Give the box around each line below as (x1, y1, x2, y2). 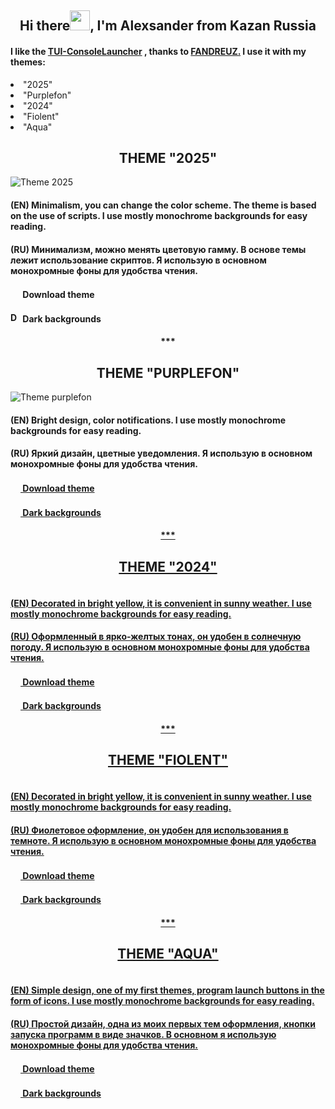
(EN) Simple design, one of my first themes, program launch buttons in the (10, 984, 325, 996)
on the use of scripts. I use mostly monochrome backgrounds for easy (10, 210, 308, 221)
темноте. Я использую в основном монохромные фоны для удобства (10, 834, 317, 846)
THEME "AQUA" (117, 946, 219, 963)
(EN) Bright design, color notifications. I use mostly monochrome (10, 414, 287, 426)
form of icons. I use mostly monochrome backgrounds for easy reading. (10, 995, 315, 1007)
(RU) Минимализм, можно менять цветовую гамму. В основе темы (10, 243, 307, 255)
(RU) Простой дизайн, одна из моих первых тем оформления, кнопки (10, 1017, 316, 1030)
